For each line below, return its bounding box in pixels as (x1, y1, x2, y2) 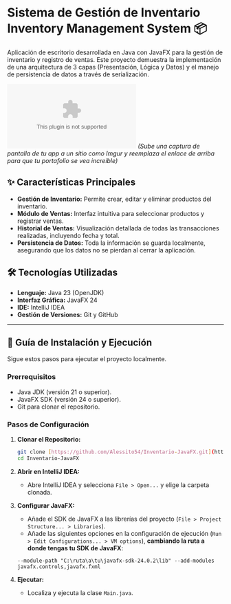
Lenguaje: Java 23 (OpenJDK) (16, 288, 104, 296)
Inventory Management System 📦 (7, 21, 208, 36)
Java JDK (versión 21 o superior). (16, 387, 112, 396)
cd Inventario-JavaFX (16, 455, 79, 462)
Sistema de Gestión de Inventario (7, 5, 201, 21)
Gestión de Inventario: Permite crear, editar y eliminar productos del (16, 195, 212, 203)
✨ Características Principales (7, 177, 136, 188)
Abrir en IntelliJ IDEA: (16, 467, 80, 475)
